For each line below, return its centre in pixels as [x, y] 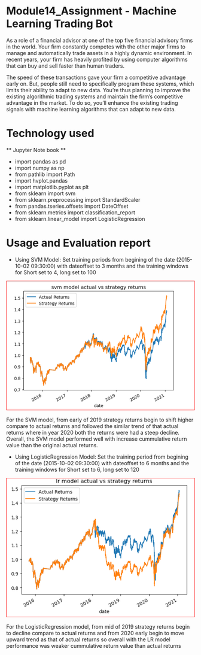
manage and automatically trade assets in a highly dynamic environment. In [99, 53]
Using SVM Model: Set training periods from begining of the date [95, 259]
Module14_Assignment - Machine [91, 11]
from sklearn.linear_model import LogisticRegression [80, 219]
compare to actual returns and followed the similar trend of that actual [92, 426]
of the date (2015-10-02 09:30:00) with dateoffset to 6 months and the [102, 463]
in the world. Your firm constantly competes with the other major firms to [96, 47]
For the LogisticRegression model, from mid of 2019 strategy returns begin [98, 627]
